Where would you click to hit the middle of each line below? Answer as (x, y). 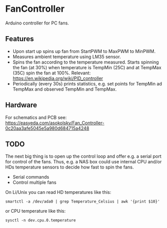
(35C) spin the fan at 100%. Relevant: (52, 73)
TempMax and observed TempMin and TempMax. (64, 89)
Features (20, 39)
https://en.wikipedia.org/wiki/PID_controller (58, 78)
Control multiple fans (35, 182)
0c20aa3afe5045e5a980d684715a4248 (47, 128)
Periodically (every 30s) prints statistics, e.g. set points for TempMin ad (87, 83)
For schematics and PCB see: (36, 117)
